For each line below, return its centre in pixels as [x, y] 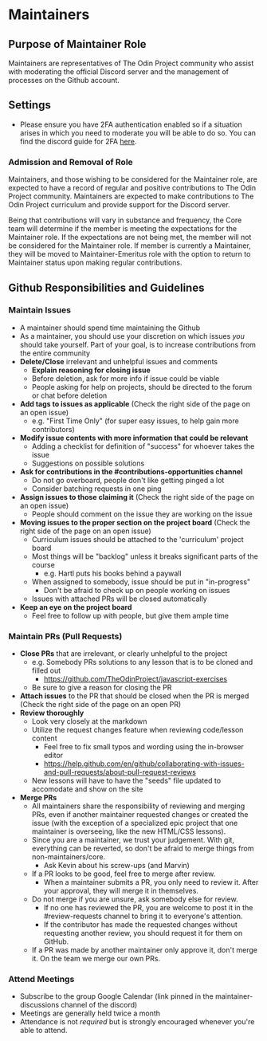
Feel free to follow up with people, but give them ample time [130, 615]
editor [53, 756]
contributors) [53, 429]
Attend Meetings [41, 980]
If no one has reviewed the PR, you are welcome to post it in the [148, 908]
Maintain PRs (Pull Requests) [65, 636]
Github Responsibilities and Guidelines [106, 287]
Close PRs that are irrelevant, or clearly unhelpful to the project [124, 654]
